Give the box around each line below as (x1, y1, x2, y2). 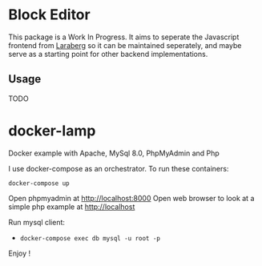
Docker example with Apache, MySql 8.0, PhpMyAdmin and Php (8, 148, 220, 158)
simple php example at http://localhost (8, 202, 135, 212)
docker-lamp (8, 122, 96, 139)
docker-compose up (8, 179, 70, 187)
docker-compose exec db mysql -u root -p (19, 234, 160, 242)
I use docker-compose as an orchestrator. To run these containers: (8, 163, 229, 173)
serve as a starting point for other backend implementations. (8, 49, 208, 58)
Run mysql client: (8, 217, 66, 227)
